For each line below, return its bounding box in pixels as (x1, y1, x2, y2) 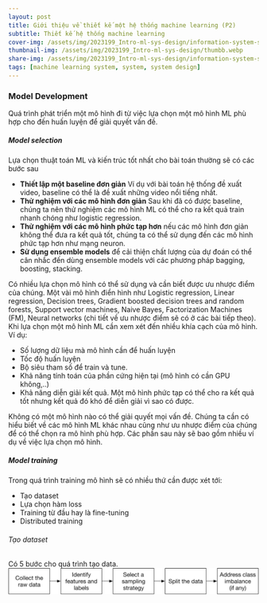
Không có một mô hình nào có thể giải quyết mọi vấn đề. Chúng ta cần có (8, 412, 250, 421)
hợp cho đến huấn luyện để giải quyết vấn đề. (8, 117, 158, 127)
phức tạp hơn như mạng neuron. (19, 239, 126, 249)
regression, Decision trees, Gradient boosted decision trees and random (8, 296, 245, 306)
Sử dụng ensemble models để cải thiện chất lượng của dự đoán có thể (19, 247, 253, 256)
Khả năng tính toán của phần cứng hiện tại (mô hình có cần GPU (19, 371, 230, 381)
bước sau (8, 164, 39, 174)
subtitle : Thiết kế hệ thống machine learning (8, 29, 165, 37)
